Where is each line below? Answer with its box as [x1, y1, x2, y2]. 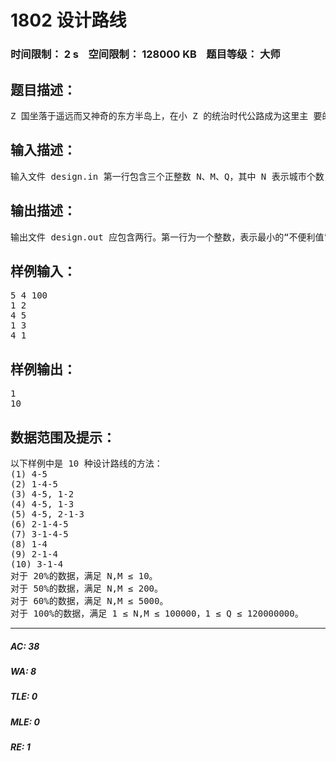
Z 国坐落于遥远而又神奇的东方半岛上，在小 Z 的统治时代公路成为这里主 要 [10, 110, 323, 121]
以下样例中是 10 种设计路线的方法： [10, 457, 163, 469]
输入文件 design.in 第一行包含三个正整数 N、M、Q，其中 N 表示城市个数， [10, 171, 333, 182]
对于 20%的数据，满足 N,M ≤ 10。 [10, 570, 158, 581]
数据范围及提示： [10, 429, 116, 446]
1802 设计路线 [10, 9, 127, 32]
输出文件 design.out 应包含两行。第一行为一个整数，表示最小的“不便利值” [10, 231, 330, 243]
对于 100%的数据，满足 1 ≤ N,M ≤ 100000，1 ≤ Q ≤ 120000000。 [10, 607, 304, 619]
